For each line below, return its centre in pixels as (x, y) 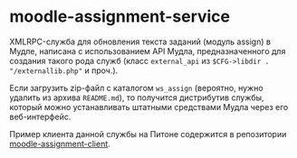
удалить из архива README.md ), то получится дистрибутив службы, (137, 98)
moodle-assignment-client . (60, 144)
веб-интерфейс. (40, 116)
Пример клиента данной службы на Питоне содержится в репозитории (148, 134)
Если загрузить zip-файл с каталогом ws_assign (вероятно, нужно (137, 88)
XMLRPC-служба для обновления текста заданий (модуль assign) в (140, 42)
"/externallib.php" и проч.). (64, 70)
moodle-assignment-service (120, 17)
